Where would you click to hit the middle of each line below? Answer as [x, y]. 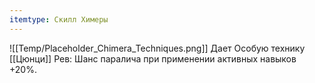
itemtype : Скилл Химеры [59, 19]
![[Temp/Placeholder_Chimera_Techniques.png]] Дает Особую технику [157, 48]
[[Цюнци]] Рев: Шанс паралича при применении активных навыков [153, 58]
